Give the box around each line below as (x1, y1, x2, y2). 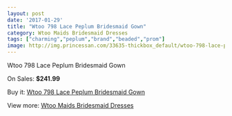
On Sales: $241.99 (7, 75, 61, 83)
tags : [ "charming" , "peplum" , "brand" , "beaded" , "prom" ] (7, 36, 166, 43)
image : (7, 42, 26, 49)
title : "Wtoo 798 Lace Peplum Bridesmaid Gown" (7, 23, 147, 30)
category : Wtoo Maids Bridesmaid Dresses (7, 29, 128, 37)
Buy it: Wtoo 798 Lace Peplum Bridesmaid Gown (7, 88, 145, 96)
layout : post (7, 10, 45, 17)
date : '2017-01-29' (7, 17, 64, 23)
